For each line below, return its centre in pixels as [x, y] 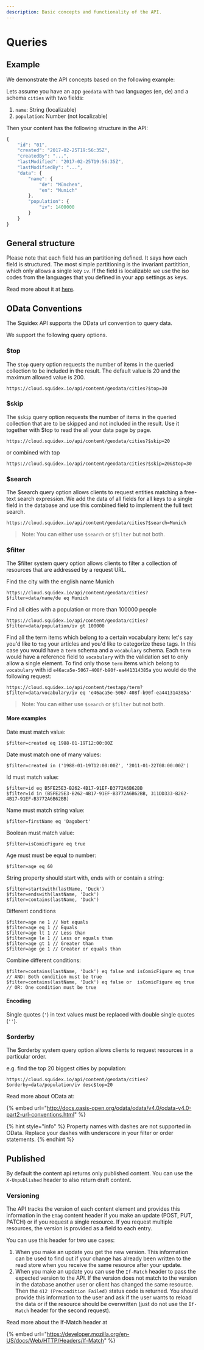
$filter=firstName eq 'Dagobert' [49, 821]
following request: [29, 676]
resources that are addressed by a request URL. [66, 570]
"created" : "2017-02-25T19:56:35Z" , [64, 150]
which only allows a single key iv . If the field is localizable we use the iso [98, 271]
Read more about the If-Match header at [57, 1323]
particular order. [26, 1057]
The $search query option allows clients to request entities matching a [95, 492]
